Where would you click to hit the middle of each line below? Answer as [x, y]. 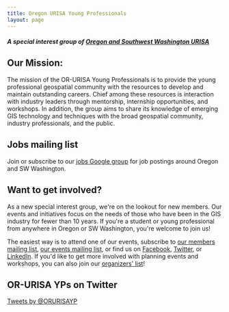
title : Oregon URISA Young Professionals [67, 13]
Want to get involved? [55, 190]
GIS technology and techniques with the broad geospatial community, [105, 116]
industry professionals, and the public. [61, 123]
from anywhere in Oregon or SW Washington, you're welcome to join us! [109, 228]
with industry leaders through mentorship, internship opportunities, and [108, 101]
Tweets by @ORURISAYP [42, 301]
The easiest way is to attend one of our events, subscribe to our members [111, 242]
